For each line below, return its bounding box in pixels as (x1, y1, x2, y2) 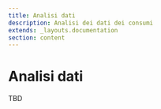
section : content (8, 33, 66, 42)
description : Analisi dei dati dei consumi (8, 19, 154, 27)
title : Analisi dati (8, 11, 77, 20)
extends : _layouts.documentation (8, 26, 118, 34)
